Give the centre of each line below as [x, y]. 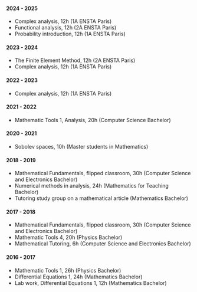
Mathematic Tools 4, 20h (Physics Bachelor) [68, 237]
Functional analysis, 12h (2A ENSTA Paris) [65, 28]
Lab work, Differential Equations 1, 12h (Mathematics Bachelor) [91, 283]
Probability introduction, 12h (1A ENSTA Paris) [70, 34]
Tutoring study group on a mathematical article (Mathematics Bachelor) [101, 198]
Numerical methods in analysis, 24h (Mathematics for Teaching [92, 186]
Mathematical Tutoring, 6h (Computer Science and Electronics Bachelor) [103, 244]
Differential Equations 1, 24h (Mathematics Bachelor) [78, 277]
